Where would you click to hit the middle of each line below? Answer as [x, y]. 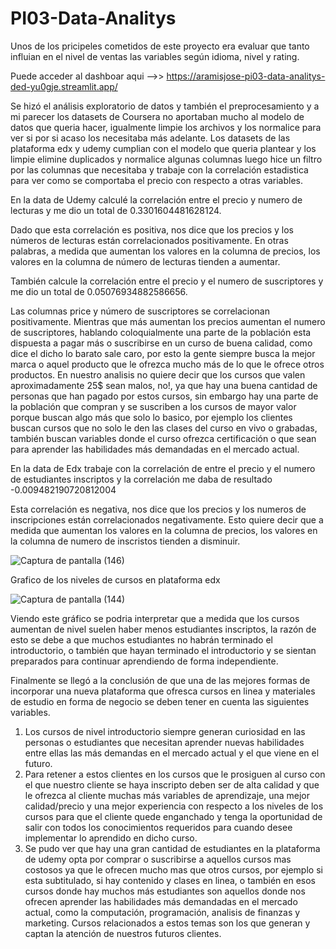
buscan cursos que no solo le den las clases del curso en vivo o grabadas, [164, 428]
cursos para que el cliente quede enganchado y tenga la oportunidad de [173, 816]
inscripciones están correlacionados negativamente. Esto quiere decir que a [167, 519]
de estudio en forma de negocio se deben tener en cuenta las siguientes [160, 701]
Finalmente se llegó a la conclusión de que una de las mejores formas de [160, 680]
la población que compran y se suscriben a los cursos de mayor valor [153, 406]
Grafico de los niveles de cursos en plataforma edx [115, 579]
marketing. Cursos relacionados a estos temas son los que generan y [167, 923]
